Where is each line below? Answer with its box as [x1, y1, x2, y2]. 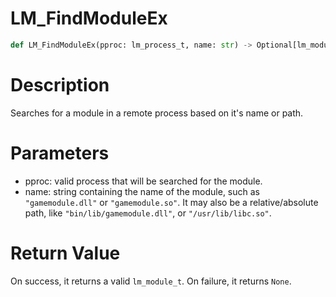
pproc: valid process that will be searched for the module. [24, 175, 263, 187]
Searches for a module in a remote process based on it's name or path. [10, 107, 304, 119]
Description [10, 74, 110, 96]
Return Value [10, 242, 121, 264]
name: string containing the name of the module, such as [24, 185, 261, 197]
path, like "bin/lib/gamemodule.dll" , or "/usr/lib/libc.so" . [24, 207, 272, 219]
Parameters [10, 142, 110, 164]
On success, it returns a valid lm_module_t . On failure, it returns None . [10, 275, 292, 287]
